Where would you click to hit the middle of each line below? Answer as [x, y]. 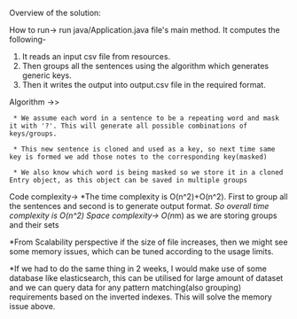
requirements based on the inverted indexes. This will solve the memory [141, 297]
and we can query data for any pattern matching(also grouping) [125, 288]
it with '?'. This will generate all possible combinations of [129, 126]
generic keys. [47, 75]
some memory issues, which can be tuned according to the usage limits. [141, 251]
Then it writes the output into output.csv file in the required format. [144, 85]
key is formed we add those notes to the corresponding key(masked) [138, 157]
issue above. [32, 306]
